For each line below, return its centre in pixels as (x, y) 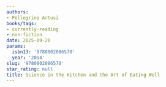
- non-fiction (25, 35)
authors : (17, 12)
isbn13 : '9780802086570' (43, 52)
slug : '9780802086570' (35, 63)
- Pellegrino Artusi (33, 18)
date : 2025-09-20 (28, 40)
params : (16, 47)
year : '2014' (28, 58)
